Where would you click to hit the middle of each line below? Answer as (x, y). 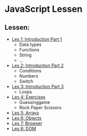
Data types (30, 45)
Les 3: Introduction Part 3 (38, 87)
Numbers (29, 76)
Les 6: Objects (26, 118)
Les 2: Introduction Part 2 (38, 66)
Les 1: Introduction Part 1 (37, 39)
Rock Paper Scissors (40, 108)
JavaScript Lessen (43, 9)
